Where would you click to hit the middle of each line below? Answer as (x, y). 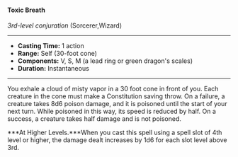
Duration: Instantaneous (53, 69)
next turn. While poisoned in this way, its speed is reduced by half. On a (112, 111)
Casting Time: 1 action (51, 46)
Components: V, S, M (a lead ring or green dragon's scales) (105, 61)
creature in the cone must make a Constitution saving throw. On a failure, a (116, 96)
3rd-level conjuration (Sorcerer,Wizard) (65, 25)
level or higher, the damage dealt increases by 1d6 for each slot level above (117, 140)
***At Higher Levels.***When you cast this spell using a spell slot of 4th (115, 133)
